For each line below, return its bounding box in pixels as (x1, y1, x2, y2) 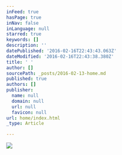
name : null (11, 93, 39, 99)
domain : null (11, 98, 44, 104)
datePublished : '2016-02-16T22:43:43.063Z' (6, 48, 117, 54)
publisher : (6, 87, 34, 93)
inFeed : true (6, 8, 39, 15)
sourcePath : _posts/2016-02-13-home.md (6, 70, 106, 76)
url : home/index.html (6, 115, 61, 121)
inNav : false (6, 20, 39, 26)
